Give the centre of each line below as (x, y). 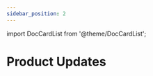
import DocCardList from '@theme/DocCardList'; (76, 33)
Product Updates (56, 62)
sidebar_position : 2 (37, 14)
